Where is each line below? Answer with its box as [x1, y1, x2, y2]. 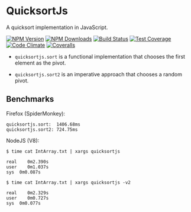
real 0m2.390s [6, 159, 49, 165]
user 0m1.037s [6, 164, 49, 170]
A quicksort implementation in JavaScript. [6, 24, 108, 31]
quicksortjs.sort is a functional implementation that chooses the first [14, 53, 185, 60]
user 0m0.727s [6, 195, 49, 201]
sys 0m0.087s [6, 169, 41, 175]
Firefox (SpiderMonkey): [6, 110, 66, 117]
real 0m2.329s [6, 189, 49, 196]
